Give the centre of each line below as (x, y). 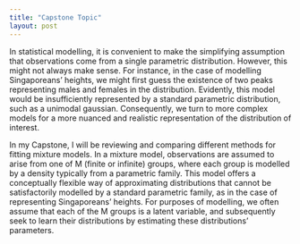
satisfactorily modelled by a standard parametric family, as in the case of (143, 192)
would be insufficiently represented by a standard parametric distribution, (145, 98)
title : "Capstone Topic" (56, 17)
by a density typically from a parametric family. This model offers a (133, 173)
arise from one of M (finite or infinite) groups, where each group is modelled (150, 164)
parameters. (32, 230)
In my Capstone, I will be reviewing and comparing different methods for (142, 145)
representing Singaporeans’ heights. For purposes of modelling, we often (144, 201)
